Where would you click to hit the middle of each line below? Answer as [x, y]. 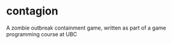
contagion [32, 11]
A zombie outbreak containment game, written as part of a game [86, 28]
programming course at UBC [42, 34]
